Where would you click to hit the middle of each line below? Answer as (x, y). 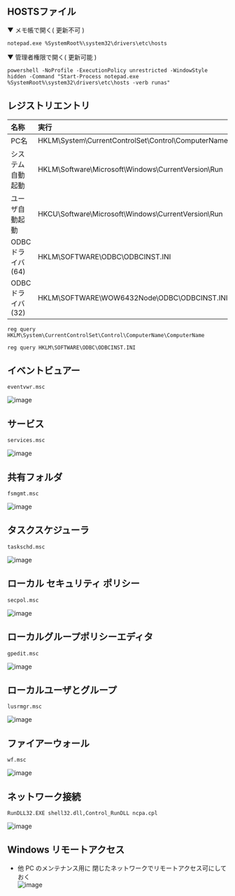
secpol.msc (23, 600)
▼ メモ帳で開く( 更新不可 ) (46, 30)
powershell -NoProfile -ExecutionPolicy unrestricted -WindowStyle (108, 70)
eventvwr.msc (26, 387)
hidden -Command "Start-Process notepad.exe (73, 76)
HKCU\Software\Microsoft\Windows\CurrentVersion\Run (130, 213)
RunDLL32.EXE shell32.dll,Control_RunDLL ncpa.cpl (83, 813)
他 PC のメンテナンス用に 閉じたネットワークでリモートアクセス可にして (122, 868)
